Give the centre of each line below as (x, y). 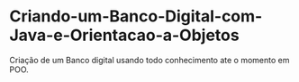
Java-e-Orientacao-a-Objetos (125, 35)
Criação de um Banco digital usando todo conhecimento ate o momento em (149, 60)
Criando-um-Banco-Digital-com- (136, 16)
